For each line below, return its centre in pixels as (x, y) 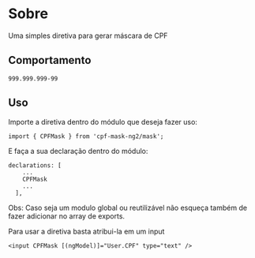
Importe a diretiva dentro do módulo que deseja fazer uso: (103, 122)
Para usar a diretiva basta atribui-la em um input (86, 231)
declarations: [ (35, 165)
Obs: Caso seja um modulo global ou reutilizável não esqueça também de (127, 208)
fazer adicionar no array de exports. (66, 216)
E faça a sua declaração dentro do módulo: (78, 151)
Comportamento (50, 60)
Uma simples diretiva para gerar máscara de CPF (88, 36)
